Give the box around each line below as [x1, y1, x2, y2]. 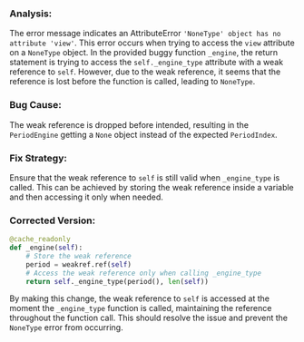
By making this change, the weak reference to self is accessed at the [9, 293, 270, 304]
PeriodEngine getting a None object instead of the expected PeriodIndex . [9, 129, 279, 140]
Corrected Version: [9, 214, 96, 227]
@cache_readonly [9, 235, 71, 244]
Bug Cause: [9, 99, 62, 112]
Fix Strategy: [9, 151, 68, 164]
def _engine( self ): [9, 243, 83, 252]
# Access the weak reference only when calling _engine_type [25, 269, 261, 278]
